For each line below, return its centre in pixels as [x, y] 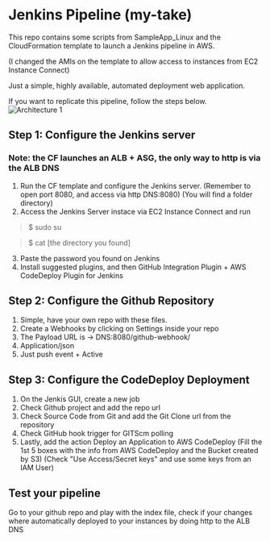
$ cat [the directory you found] [79, 243]
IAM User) [37, 468]
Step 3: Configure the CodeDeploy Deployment [129, 379]
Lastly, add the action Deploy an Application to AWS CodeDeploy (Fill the [141, 442]
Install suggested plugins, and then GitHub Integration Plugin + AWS [133, 267]
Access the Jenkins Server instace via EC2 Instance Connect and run [135, 211]
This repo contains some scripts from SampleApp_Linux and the [115, 37]
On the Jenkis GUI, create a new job [80, 399]
